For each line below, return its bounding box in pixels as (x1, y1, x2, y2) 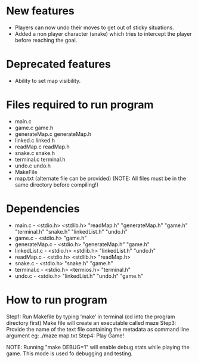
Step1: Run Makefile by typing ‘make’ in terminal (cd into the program (6, 313, 175, 320)
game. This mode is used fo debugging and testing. (6, 350, 133, 357)
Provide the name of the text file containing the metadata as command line (6, 325, 190, 333)
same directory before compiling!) (14, 181, 99, 188)
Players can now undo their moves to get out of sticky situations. (14, 24, 174, 31)
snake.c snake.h (14, 149, 55, 156)
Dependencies (6, 202, 80, 215)
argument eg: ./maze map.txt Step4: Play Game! (6, 332, 124, 339)
